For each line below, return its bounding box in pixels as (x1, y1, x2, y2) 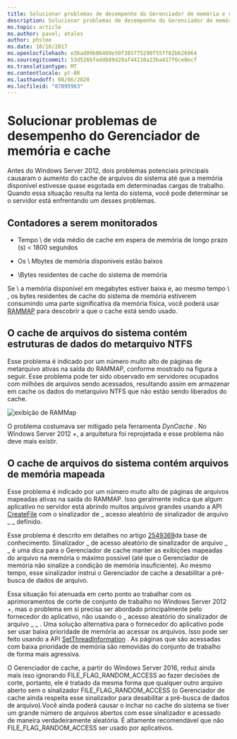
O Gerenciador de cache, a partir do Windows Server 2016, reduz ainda (7, 663, 215, 672)
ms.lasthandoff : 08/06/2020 (7, 76, 90, 83)
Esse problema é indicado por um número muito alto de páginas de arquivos (7, 487, 229, 495)
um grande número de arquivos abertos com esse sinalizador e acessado (7, 708, 221, 717)
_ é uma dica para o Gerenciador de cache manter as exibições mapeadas (7, 545, 223, 555)
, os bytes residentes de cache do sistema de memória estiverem (7, 292, 197, 300)
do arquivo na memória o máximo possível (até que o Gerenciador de (7, 553, 209, 562)
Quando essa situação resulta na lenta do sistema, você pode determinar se (7, 189, 229, 198)
